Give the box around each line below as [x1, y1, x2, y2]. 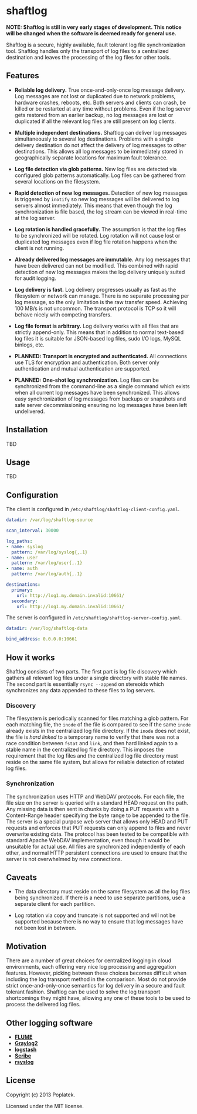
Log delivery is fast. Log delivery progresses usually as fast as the [14, 286, 176, 293]
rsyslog [14, 1059, 34, 1066]
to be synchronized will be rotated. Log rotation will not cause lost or [14, 232, 181, 239]
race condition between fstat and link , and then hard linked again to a [6, 740, 178, 747]
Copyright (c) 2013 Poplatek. [6, 1091, 75, 1098]
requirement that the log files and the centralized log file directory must [6, 752, 178, 759]
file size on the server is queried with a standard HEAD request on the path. [6, 799, 189, 806]
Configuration [6, 490, 59, 500]
